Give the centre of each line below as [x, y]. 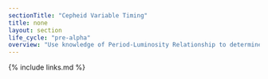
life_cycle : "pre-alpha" [49, 38]
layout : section [35, 30]
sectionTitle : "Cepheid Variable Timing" [78, 15]
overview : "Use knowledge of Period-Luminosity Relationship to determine [135, 45]
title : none [28, 23]
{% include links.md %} [47, 67]
